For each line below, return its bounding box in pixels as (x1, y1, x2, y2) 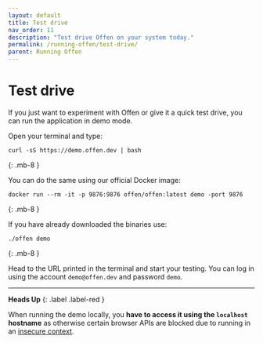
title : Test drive (8, 19, 68, 27)
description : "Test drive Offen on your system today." (8, 33, 194, 42)
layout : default (8, 11, 61, 20)
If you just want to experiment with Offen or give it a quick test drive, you (8, 108, 243, 117)
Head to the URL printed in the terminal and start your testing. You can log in (8, 264, 254, 273)
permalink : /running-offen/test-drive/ (8, 41, 139, 49)
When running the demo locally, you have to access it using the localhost (8, 309, 248, 319)
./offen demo (8, 235, 51, 243)
